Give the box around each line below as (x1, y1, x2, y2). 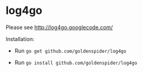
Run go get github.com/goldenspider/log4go (14, 47, 127, 54)
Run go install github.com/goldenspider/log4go (14, 59, 138, 66)
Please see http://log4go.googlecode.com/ (5, 24, 113, 31)
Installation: (5, 35, 35, 42)
